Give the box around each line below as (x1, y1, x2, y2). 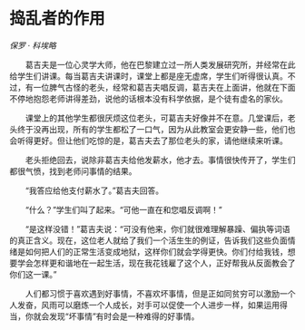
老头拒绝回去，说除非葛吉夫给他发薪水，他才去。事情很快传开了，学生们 (25, 154, 296, 165)
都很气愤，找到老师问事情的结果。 (9, 165, 137, 177)
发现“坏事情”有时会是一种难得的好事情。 (48, 310, 200, 322)
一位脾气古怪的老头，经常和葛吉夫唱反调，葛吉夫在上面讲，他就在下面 (33, 82, 296, 92)
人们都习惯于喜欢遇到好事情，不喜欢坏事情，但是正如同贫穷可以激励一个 (25, 287, 296, 299)
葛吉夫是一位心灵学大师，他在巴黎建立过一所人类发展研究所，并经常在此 (25, 59, 296, 70)
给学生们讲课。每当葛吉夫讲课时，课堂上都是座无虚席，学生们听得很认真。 (9, 70, 288, 82)
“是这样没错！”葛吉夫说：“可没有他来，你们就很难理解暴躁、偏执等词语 (25, 223, 290, 234)
